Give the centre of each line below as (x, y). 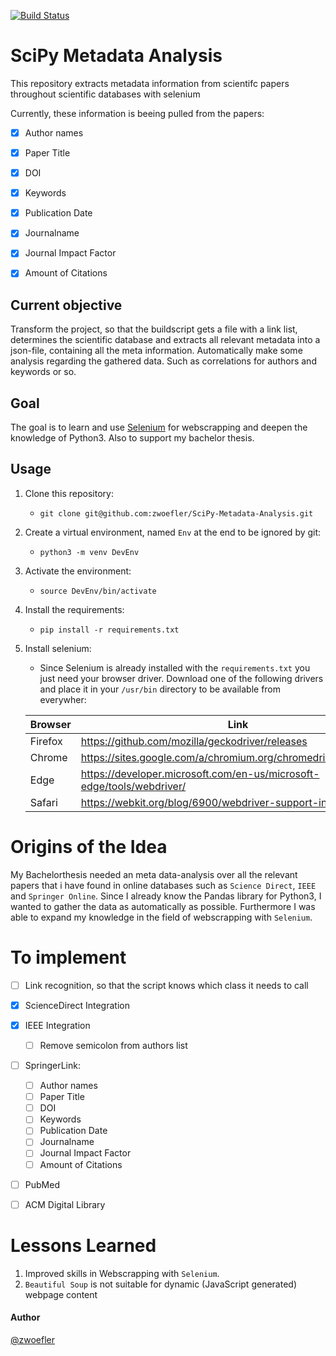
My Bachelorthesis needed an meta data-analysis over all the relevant (154, 874)
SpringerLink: (52, 1065)
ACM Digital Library (65, 1204)
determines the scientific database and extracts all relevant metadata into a (165, 340)
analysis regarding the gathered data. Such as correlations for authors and (163, 361)
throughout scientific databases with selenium (105, 94)
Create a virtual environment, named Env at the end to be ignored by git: (173, 532)
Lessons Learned (83, 1245)
